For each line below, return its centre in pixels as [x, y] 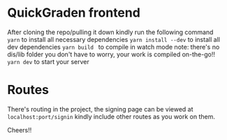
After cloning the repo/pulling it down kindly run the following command [110, 32]
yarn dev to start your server [48, 61]
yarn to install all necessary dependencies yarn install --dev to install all [113, 39]
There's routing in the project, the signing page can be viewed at [100, 109]
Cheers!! [20, 130]
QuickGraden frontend [74, 13]
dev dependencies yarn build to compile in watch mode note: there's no [113, 47]
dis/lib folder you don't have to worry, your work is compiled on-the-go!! [111, 54]
